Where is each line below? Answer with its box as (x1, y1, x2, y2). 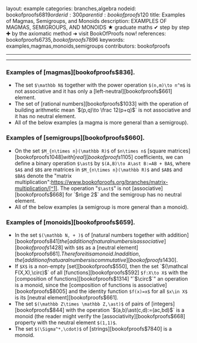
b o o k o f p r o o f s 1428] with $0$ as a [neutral (16, 244, 116, 251)
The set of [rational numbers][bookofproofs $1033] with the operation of (14, 100, 189, 108)
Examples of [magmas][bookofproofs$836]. (6, 68, 135, 76)
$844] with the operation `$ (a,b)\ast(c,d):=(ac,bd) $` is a (49, 306, 185, 314)
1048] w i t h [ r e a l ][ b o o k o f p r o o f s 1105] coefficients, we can (49, 153, 184, 161)
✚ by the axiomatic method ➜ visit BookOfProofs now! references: (6, 30, 166, 37)
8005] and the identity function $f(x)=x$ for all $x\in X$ (52, 288, 188, 295)
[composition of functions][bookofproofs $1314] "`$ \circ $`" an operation (14, 275, 188, 282)
